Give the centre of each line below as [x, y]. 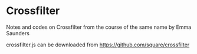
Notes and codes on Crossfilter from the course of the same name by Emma [99, 27]
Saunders [18, 33]
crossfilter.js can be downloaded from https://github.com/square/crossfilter [98, 45]
